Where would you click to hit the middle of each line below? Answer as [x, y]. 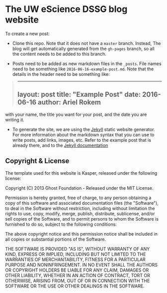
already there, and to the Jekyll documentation [60, 145]
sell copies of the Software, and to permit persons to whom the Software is [82, 219]
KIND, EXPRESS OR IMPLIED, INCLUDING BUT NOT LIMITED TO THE [76, 254]
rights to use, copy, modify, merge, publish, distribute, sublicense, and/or [80, 214]
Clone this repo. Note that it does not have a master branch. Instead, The [86, 43]
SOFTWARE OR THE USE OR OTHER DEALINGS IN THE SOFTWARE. [75, 286]
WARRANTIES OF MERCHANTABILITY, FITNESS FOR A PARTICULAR [75, 259]
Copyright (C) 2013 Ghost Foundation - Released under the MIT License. [79, 188]
